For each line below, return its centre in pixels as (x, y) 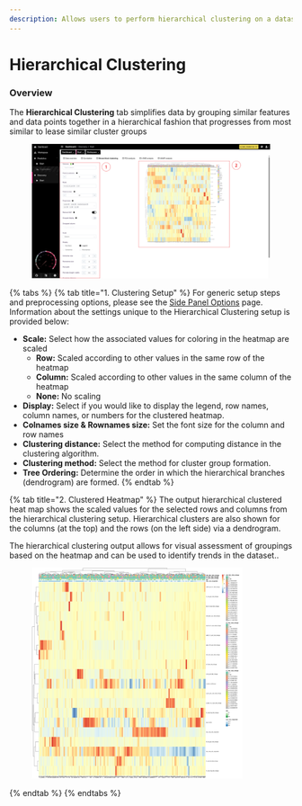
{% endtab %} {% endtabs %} (65, 793)
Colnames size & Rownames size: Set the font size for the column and (153, 425)
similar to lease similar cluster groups (78, 131)
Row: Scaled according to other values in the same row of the (150, 358)
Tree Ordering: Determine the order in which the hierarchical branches (154, 472)
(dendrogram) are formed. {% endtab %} (98, 482)
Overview (31, 93)
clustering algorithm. (61, 453)
